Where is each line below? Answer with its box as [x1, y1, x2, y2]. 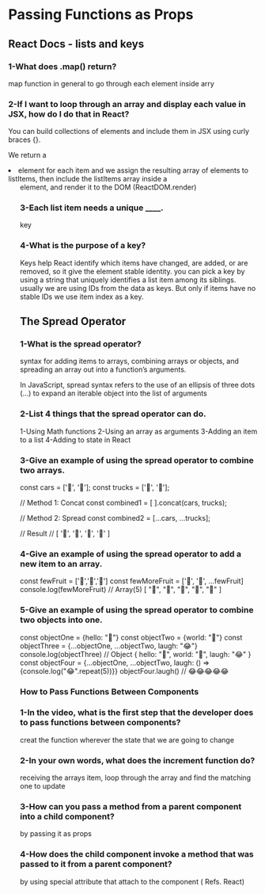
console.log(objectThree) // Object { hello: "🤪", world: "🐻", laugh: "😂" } [19, 649, 252, 659]
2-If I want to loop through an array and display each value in [8, 98, 247, 109]
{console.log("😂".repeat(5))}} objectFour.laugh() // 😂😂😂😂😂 [19, 666, 229, 675]
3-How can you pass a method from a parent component [19, 801, 242, 812]
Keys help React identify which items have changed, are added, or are [19, 258, 248, 267]
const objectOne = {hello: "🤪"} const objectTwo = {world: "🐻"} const [19, 632, 243, 642]
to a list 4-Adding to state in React [19, 434, 131, 445]
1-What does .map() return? [8, 61, 117, 72]
